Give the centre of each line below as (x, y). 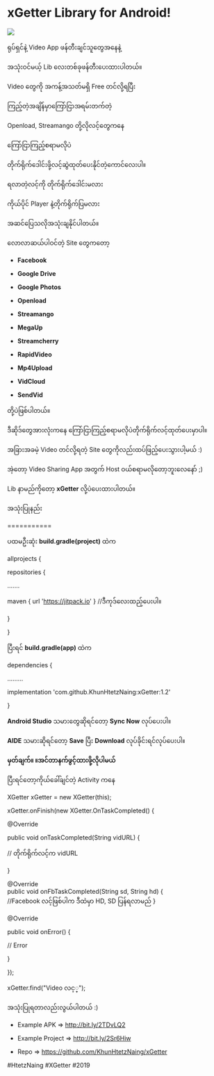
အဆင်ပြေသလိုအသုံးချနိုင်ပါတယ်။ (53, 223)
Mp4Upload (35, 368)
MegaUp (30, 327)
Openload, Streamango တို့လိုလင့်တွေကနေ (66, 125)
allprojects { (24, 558)
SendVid (30, 395)
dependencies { (30, 665)
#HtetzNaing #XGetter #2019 (49, 1065)
